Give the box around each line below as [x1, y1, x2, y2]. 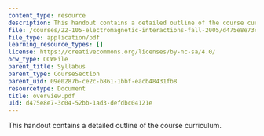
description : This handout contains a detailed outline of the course [8, 19, 244, 27]
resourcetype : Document [8, 84, 86, 93]
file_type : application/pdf [8, 33, 101, 42]
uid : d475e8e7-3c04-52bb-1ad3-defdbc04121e [8, 99, 153, 107]
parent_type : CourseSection [8, 70, 101, 78]
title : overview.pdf [8, 92, 76, 100]
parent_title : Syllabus [8, 63, 86, 71]
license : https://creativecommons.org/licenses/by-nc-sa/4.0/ [8, 48, 216, 56]
